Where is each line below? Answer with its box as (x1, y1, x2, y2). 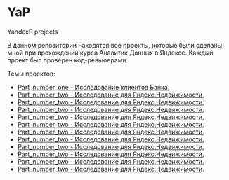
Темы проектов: (7, 69, 55, 78)
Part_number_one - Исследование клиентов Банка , (17, 83, 170, 91)
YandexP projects (7, 27, 58, 36)
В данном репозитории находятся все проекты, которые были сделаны (7, 41, 223, 49)
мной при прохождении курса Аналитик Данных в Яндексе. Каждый (7, 48, 214, 57)
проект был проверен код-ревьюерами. (7, 55, 129, 64)
